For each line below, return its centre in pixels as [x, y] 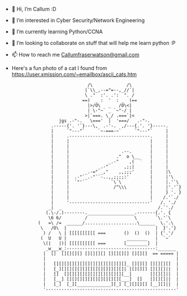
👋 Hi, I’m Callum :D [34, 9]
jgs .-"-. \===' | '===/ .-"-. [104, 121]
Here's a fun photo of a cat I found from [59, 68]
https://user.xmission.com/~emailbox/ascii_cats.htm [74, 74]
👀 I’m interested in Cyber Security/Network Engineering [78, 20]
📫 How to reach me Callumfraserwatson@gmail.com [75, 55]
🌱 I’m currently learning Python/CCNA [57, 32]
